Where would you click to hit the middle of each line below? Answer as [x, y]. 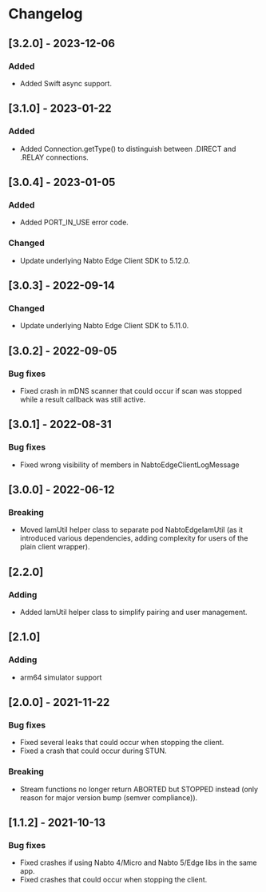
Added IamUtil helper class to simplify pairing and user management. [133, 612]
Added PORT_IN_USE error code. [74, 222]
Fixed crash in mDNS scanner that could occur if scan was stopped [131, 390]
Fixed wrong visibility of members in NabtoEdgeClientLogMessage [129, 465]
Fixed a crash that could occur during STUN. [93, 751]
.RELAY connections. [54, 157]
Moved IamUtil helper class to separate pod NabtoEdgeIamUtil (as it [131, 530]
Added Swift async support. [66, 83]
